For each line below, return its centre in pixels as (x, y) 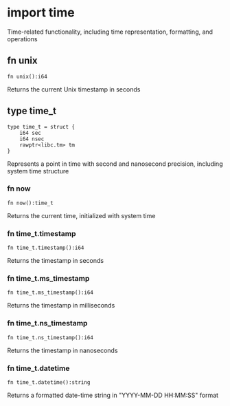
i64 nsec (32, 139)
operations (22, 39)
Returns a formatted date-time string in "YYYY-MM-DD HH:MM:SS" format (113, 395)
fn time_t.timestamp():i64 (46, 248)
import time (41, 13)
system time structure (38, 171)
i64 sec (30, 133)
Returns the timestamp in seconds (56, 261)
